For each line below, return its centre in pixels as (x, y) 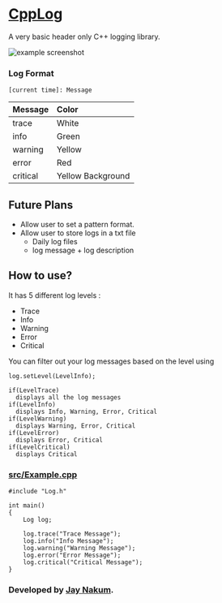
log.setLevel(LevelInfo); (52, 376)
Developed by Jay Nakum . (61, 590)
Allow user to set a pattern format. (77, 225)
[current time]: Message (50, 90)
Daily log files (55, 242)
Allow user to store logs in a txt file (78, 233)
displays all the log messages (68, 397)
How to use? (41, 276)
